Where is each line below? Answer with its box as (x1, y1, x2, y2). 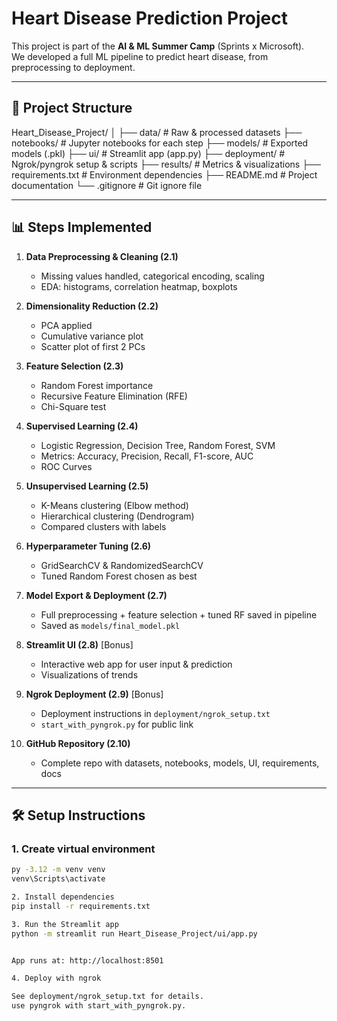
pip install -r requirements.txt (11, 901, 151, 911)
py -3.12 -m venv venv (11, 865, 106, 875)
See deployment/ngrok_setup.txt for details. (11, 992, 204, 1002)
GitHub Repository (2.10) (25, 737, 131, 749)
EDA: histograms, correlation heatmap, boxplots (40, 280, 238, 292)
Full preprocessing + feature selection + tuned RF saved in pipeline (40, 608, 318, 621)
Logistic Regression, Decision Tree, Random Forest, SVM (40, 439, 276, 451)
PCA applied (40, 319, 93, 331)
